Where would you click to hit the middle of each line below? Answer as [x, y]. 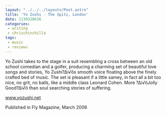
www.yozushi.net [23, 97]
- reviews [18, 47]
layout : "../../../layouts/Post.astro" [47, 10]
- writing [18, 28]
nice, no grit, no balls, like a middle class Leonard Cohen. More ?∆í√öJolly [81, 82]
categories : [18, 24]
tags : [11, 38]
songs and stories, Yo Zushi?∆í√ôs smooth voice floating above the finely [81, 72]
